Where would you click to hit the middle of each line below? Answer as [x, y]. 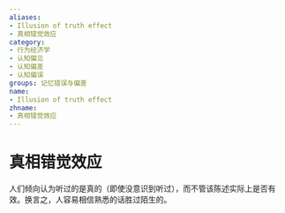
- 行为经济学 [30, 50]
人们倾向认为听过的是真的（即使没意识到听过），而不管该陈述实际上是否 [139, 189]
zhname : [23, 108]
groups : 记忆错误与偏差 [48, 83]
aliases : [25, 17]
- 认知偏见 [26, 58]
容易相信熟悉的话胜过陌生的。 [117, 200]
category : [27, 42]
